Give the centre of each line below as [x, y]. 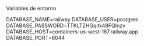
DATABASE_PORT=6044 [36, 38]
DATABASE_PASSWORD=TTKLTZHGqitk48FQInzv [66, 26]
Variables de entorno [31, 8]
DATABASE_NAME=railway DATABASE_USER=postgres [72, 19]
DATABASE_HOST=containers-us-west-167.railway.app [72, 32]
